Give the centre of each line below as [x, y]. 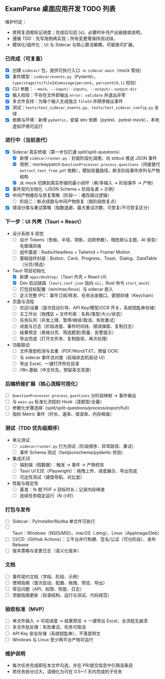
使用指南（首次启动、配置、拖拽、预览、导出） [60, 583]
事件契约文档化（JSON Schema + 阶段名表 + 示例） [65, 189]
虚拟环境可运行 [27, 126]
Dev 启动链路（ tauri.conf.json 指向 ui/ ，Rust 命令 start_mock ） [86, 283]
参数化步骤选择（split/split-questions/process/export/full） [72, 408]
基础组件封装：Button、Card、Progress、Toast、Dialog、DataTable [88, 258]
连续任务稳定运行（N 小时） [48, 496]
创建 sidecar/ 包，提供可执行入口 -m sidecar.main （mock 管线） [78, 70]
